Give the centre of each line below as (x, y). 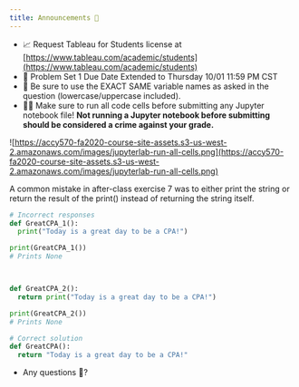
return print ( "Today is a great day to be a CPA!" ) (117, 297)
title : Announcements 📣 (54, 18)
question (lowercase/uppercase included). (101, 95)
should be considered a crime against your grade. (118, 124)
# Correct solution (46, 338)
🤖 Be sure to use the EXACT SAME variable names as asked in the (145, 86)
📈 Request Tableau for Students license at (102, 44)
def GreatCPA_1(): (44, 223)
